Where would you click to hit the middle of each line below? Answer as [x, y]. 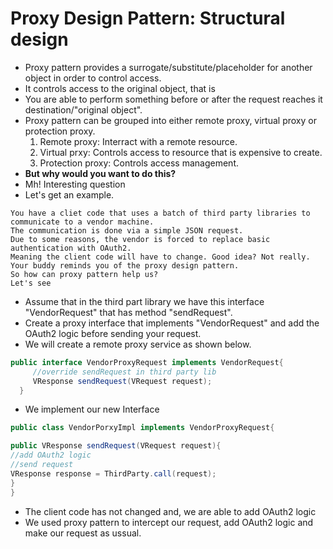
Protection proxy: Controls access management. [139, 163]
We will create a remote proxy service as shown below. [138, 344]
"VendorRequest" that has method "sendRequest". [128, 312]
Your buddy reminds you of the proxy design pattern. [125, 265]
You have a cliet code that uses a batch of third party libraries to [160, 213]
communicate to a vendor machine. [82, 222]
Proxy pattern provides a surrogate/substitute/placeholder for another [168, 67]
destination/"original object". [83, 109]
